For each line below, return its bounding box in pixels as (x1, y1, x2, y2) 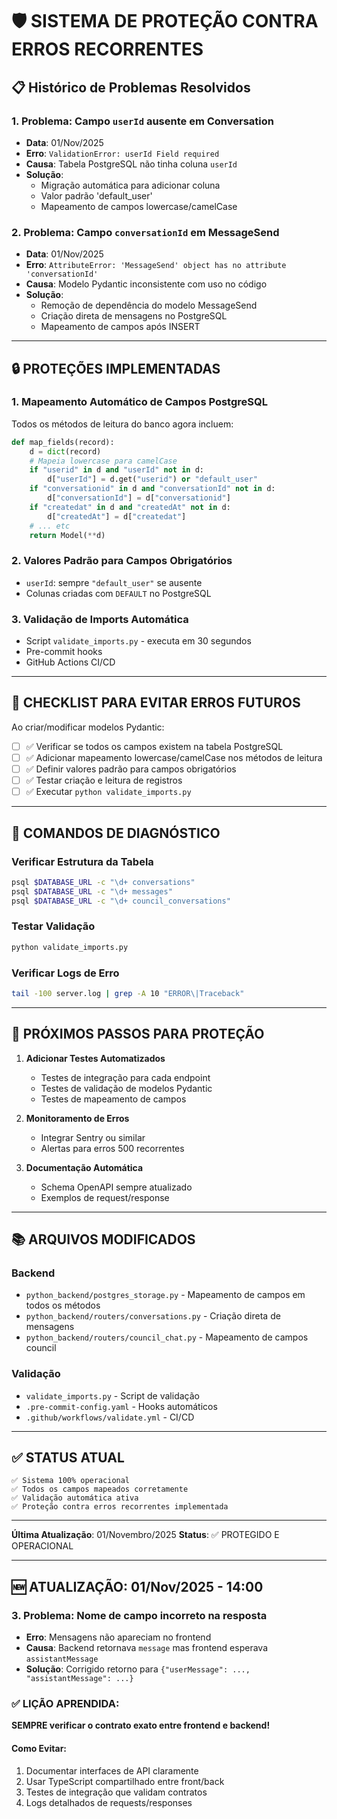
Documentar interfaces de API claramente (25, 1764, 199, 1777)
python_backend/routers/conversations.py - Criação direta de (25, 1310, 281, 1322)
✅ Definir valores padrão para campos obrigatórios (25, 763, 237, 775)
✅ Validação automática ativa (11, 1493, 139, 1503)
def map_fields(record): (11, 437, 115, 447)
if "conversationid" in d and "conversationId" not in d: (29, 484, 276, 494)
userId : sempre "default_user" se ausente (25, 576, 203, 588)
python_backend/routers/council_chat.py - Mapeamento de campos (25, 1331, 309, 1343)
